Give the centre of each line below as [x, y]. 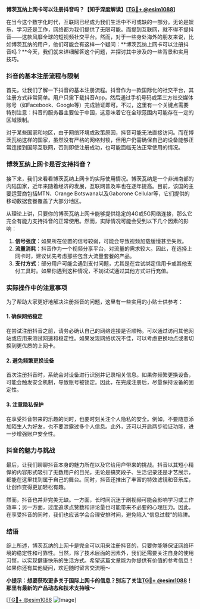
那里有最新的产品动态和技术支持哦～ [51, 588]
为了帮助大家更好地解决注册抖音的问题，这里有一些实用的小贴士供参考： [95, 302]
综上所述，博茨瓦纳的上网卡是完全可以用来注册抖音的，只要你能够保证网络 [97, 546]
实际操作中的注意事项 [37, 288]
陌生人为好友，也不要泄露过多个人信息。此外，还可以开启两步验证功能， [100, 426]
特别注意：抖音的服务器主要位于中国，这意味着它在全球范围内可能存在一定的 [100, 113]
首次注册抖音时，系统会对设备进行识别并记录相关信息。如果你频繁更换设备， [100, 375]
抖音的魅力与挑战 [31, 451]
